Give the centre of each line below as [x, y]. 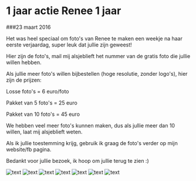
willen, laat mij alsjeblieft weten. [44, 132]
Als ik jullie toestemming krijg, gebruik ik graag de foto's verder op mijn [92, 143]
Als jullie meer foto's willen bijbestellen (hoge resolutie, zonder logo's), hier [97, 73]
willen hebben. [24, 62]
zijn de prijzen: [24, 80]
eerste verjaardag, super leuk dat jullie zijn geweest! [69, 45]
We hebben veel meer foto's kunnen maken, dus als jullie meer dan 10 [90, 125]
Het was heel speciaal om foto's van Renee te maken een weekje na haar [94, 38]
